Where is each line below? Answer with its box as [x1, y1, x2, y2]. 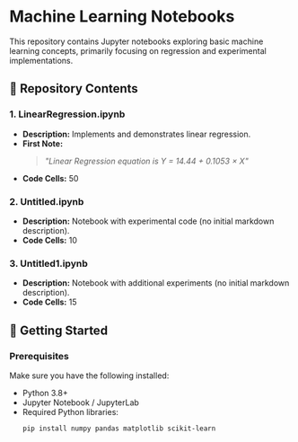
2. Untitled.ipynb [9, 195, 84, 208]
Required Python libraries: [22, 406, 119, 417]
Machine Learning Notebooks [9, 6, 235, 27]
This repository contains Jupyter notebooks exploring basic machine [9, 36, 264, 47]
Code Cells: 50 [22, 172, 79, 183]
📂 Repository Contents [9, 81, 139, 96]
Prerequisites [9, 349, 69, 362]
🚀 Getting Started [9, 323, 109, 338]
